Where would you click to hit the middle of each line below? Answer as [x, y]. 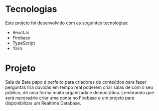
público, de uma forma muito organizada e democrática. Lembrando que [80, 92]
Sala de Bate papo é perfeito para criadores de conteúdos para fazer [76, 82]
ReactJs [21, 32]
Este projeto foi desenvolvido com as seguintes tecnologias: [67, 23]
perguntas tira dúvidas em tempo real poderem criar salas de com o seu [79, 87]
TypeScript [24, 43]
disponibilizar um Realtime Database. [43, 103]
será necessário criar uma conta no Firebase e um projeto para [70, 98]
